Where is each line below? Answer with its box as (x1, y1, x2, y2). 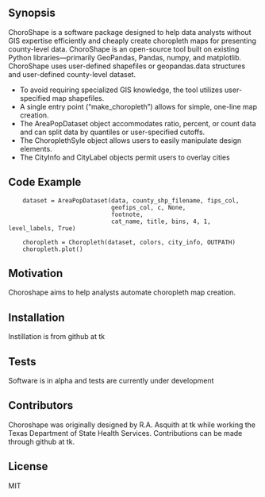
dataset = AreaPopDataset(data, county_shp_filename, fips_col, (22, 196, 240, 205)
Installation (8, 310, 65, 324)
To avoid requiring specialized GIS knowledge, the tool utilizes (19, 85, 224, 94)
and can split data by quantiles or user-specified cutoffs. (19, 127, 205, 137)
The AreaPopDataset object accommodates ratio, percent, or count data (19, 118, 256, 128)
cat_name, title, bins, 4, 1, (110, 218, 212, 225)
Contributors (8, 399, 74, 412)
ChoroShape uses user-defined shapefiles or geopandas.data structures (8, 61, 246, 71)
